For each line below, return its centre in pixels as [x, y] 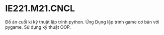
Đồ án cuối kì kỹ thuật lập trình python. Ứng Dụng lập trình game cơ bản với [82, 22]
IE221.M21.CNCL [40, 9]
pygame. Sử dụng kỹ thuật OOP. [38, 27]
